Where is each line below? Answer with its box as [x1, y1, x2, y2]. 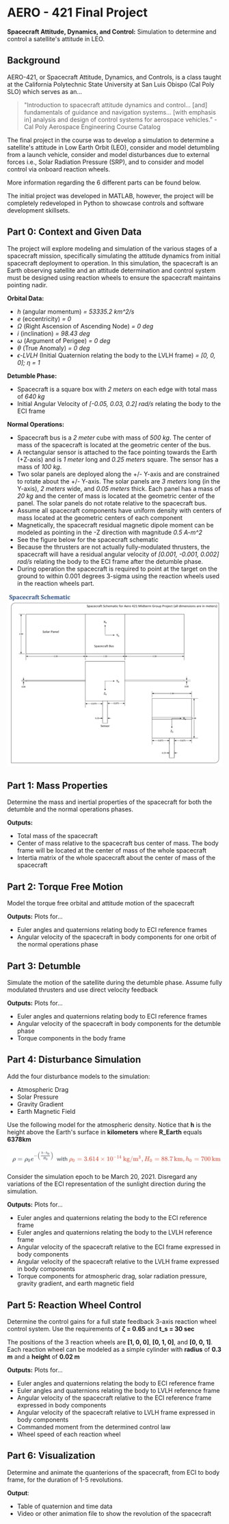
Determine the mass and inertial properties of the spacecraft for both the [7, 798, 213, 807]
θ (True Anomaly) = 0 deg [16, 344, 90, 352]
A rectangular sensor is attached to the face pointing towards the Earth [16, 448, 217, 456]
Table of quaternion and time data [16, 1502, 113, 1510]
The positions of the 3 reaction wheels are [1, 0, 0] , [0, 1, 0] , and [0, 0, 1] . [7, 1338, 213, 1346]
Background [7, 55, 60, 67]
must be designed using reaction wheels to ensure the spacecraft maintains [7, 273, 221, 282]
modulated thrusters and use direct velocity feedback [7, 986, 159, 994]
